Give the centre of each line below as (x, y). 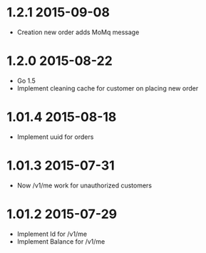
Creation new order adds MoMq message (78, 32)
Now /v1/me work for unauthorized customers (84, 185)
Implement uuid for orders (55, 137)
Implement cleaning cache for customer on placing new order (108, 88)
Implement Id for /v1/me (52, 234)
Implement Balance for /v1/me (61, 241)
